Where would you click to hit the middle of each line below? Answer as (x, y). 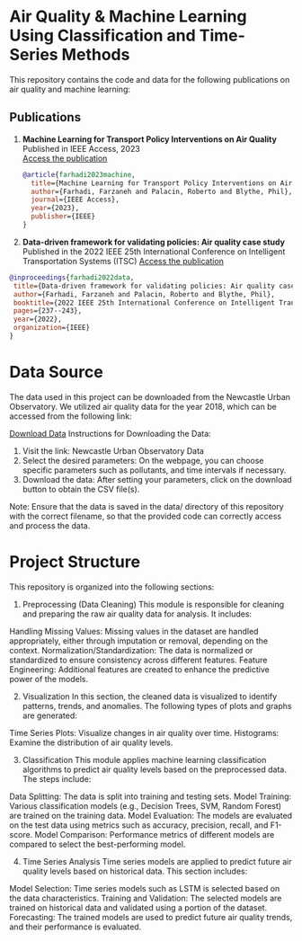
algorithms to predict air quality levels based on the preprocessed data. (155, 769)
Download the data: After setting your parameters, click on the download (157, 479)
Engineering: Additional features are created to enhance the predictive (139, 669)
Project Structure (75, 562)
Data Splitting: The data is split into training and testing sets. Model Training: (151, 796)
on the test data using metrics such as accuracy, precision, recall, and (139, 825)
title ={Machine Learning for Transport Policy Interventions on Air (162, 183)
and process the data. (50, 525)
